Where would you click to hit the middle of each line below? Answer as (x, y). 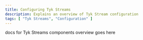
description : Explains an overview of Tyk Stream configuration (72, 14)
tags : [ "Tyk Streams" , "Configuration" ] (49, 19)
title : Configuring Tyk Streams (38, 10)
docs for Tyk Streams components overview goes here (60, 33)
